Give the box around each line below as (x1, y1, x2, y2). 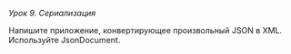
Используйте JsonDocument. (8, 35, 121, 45)
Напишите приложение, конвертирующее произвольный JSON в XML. (8, 25, 283, 35)
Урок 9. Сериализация (8, 8, 96, 18)
